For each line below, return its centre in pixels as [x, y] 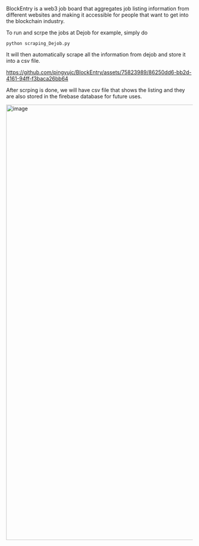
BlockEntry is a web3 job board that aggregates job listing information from [98, 9]
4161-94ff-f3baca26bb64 [37, 79]
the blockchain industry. [36, 21]
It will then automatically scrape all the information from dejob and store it [96, 55]
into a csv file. [23, 61]
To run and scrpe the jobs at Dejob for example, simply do [77, 33]
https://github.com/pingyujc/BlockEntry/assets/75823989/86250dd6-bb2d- [99, 72]
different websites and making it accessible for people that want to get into [97, 15]
